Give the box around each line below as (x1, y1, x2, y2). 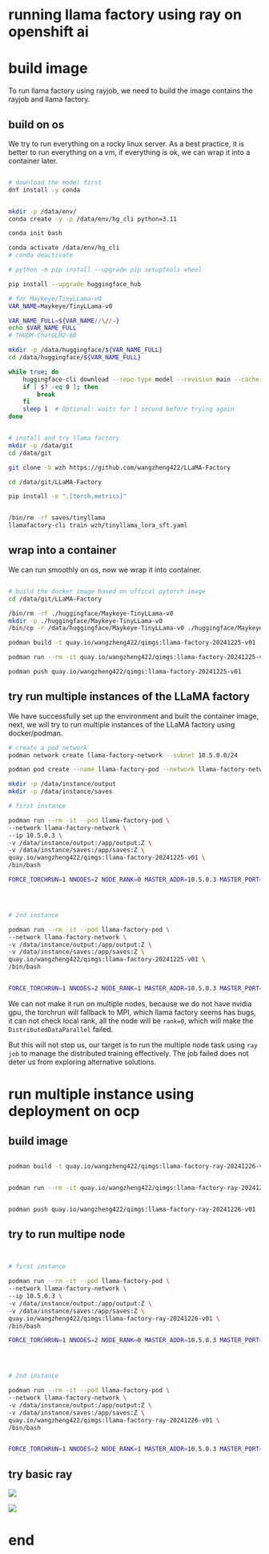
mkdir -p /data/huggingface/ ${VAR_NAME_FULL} (8, 346, 163, 354)
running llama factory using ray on (8, 6, 243, 24)
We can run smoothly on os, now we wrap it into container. (8, 565, 203, 574)
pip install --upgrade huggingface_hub (8, 280, 142, 288)
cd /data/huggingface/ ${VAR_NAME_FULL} (8, 354, 142, 362)
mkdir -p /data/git (8, 441, 74, 450)
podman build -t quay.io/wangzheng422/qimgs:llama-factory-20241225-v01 (8, 639, 256, 647)
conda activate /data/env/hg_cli (8, 244, 120, 252)
